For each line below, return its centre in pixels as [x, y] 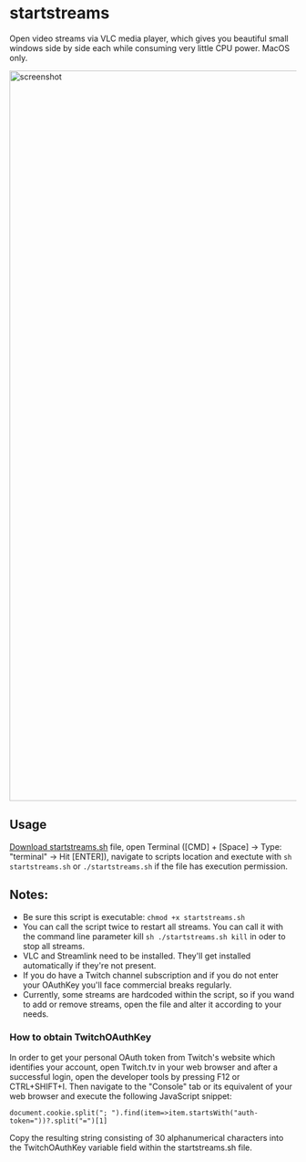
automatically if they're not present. [89, 965]
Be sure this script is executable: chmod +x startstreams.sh [134, 916]
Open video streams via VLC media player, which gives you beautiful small [149, 38]
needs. [36, 1014]
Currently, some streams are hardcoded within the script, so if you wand [158, 994]
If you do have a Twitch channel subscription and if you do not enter [151, 975]
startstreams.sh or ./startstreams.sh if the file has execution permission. [149, 866]
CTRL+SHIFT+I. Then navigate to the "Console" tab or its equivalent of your [151, 1086]
